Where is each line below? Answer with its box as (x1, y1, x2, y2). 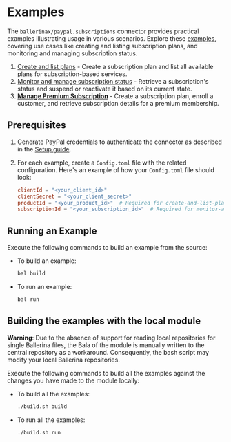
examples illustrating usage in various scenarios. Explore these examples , (7, 34, 217, 42)
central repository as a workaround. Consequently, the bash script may (7, 348, 209, 356)
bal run (17, 295, 39, 303)
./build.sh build (17, 403, 68, 410)
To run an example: (17, 282, 72, 291)
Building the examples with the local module (7, 315, 201, 327)
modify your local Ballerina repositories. (7, 356, 121, 364)
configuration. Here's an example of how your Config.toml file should (17, 165, 215, 174)
